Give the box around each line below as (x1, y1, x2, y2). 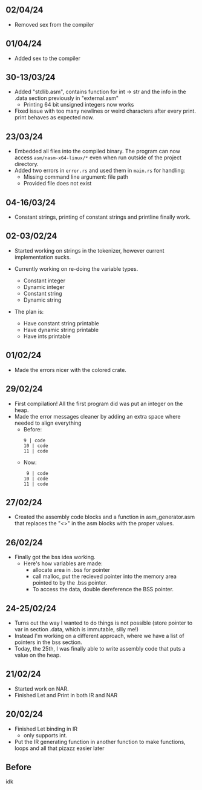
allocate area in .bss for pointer (32, 566, 110, 574)
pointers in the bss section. (14, 639, 82, 646)
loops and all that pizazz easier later (14, 745, 105, 752)
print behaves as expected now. (14, 114, 94, 121)
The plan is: (14, 308, 44, 315)
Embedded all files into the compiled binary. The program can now (14, 148, 181, 155)
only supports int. (23, 731, 68, 739)
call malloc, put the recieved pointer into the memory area (32, 573, 177, 580)
